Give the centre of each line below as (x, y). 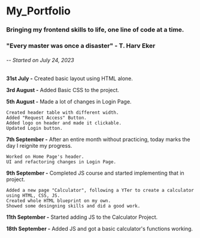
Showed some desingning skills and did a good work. (73, 206)
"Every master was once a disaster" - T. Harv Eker (81, 46)
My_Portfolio (38, 11)
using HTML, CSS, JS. (33, 196)
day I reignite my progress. (39, 146)
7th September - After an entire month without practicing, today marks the (98, 139)
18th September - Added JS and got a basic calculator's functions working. (100, 229)
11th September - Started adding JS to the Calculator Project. (82, 217)
